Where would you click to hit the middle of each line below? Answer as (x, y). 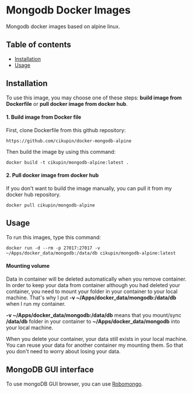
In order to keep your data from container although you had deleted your (93, 285)
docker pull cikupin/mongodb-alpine (50, 205)
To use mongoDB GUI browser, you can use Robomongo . (75, 384)
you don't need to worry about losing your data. (63, 351)
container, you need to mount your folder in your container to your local (92, 291)
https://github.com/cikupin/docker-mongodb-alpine (69, 141)
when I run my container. (36, 304)
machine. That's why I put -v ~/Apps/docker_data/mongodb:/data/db (91, 297)
